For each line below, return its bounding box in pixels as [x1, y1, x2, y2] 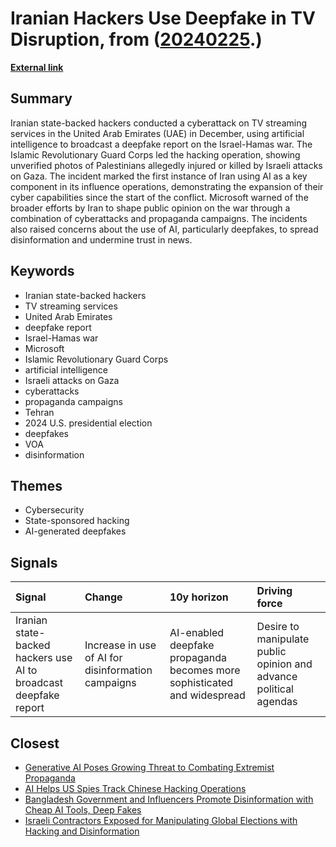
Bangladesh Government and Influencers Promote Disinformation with [24, 793, 314, 805]
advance [256, 670, 298, 684]
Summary [10, 90, 73, 107]
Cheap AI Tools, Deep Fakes [24, 804, 142, 816]
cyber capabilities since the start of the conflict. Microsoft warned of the [10, 191, 309, 203]
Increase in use [84, 638, 157, 652]
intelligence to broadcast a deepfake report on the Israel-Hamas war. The [10, 138, 313, 150]
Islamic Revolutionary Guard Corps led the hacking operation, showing [10, 148, 301, 161]
